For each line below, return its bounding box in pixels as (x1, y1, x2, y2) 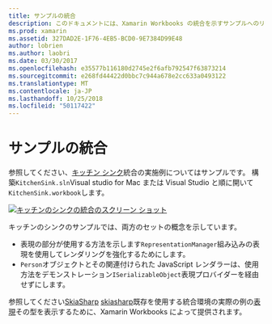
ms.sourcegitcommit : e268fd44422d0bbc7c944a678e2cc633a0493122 (8, 72, 227, 80)
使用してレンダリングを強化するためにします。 (34, 250, 190, 259)
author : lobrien (8, 42, 63, 50)
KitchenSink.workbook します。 (8, 187, 109, 198)
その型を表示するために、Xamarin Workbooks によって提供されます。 (15, 307, 247, 317)
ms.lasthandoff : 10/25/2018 (8, 95, 104, 103)
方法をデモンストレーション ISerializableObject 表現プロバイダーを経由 (19, 270, 259, 280)
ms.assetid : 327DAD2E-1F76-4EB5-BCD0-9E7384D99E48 (8, 34, 183, 43)
